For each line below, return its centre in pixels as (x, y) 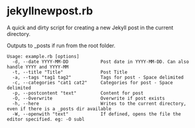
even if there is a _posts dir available (59, 109)
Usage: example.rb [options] (43, 56)
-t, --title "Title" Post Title (70, 72)
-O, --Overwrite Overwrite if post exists (89, 98)
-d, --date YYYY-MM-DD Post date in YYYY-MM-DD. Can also (100, 62)
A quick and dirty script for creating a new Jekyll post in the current (90, 28)
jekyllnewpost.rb (50, 11)
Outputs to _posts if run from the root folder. (61, 45)
